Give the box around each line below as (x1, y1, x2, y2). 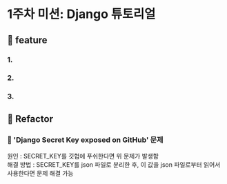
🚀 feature (7, 34, 48, 45)
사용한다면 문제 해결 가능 (7, 170, 74, 178)
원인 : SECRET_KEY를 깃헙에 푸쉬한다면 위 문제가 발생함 (7, 152, 159, 161)
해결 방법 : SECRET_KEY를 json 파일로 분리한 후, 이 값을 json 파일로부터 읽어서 (7, 161, 221, 169)
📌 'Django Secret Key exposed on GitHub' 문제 (7, 135, 164, 145)
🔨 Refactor (7, 113, 54, 125)
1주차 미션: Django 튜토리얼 (7, 6, 156, 22)
